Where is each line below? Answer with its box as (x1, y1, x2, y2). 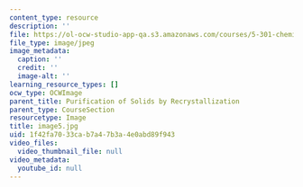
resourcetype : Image (9, 113, 87, 122)
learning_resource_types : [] (9, 80, 119, 89)
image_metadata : (9, 47, 70, 56)
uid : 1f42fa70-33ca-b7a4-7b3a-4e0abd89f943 (9, 130, 176, 139)
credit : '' (17, 64, 59, 73)
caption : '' (17, 55, 63, 64)
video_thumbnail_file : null (17, 147, 124, 156)
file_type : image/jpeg (9, 38, 95, 48)
